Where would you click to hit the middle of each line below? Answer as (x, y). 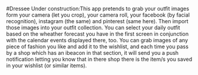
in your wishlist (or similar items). (47, 65)
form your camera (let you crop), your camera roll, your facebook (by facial (98, 15)
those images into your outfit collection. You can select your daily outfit (93, 27)
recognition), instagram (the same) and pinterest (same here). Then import (97, 21)
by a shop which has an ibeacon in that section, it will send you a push (92, 53)
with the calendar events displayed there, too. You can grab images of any (97, 40)
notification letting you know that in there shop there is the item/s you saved (99, 59)
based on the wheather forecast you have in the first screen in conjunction (98, 34)
